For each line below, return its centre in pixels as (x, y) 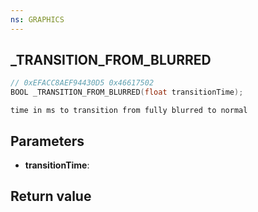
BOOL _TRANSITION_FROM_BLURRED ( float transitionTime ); (127, 92)
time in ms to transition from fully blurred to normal (129, 111)
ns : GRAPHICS (37, 19)
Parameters (47, 141)
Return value (51, 196)
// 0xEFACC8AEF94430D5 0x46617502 (82, 83)
